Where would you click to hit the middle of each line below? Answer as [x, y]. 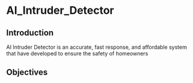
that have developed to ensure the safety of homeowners [77, 54]
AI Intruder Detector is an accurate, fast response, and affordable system [97, 47]
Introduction [30, 33]
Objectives [27, 72]
